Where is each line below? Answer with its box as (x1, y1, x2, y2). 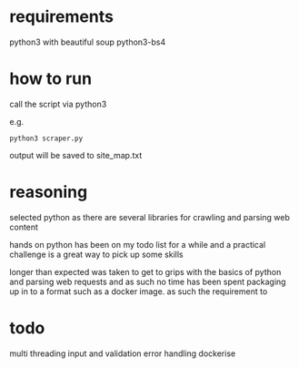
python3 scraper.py (9, 134, 84, 143)
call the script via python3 (9, 98, 107, 109)
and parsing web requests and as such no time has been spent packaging (9, 276, 286, 287)
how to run (9, 68, 93, 89)
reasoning (9, 182, 88, 202)
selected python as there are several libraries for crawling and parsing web (9, 211, 291, 222)
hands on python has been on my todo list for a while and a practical (9, 239, 266, 250)
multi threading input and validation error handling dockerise (9, 348, 236, 359)
